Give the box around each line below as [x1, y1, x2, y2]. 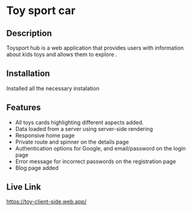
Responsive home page [15, 131, 75, 139]
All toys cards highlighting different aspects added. [15, 119, 144, 126]
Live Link [6, 182, 42, 193]
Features [6, 102, 41, 113]
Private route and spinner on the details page [15, 138, 130, 146]
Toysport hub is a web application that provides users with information [6, 44, 184, 51]
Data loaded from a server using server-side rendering [15, 125, 153, 132]
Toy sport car [6, 4, 76, 18]
